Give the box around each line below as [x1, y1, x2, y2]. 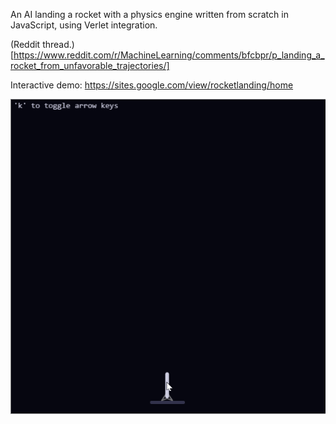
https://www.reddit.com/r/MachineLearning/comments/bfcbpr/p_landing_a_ [13, 49, 325, 61]
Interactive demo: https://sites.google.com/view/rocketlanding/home [10, 79, 294, 91]
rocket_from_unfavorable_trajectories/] [10, 60, 170, 71]
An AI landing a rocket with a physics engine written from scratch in [10, 9, 289, 20]
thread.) [42, 39, 75, 50]
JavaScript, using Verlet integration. [10, 19, 158, 31]
